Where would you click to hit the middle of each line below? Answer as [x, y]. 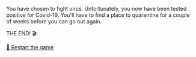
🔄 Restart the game [30, 47]
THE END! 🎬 [22, 33]
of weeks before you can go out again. [54, 21]
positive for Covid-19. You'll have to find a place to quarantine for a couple [98, 15]
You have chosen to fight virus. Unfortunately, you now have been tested [96, 9]
